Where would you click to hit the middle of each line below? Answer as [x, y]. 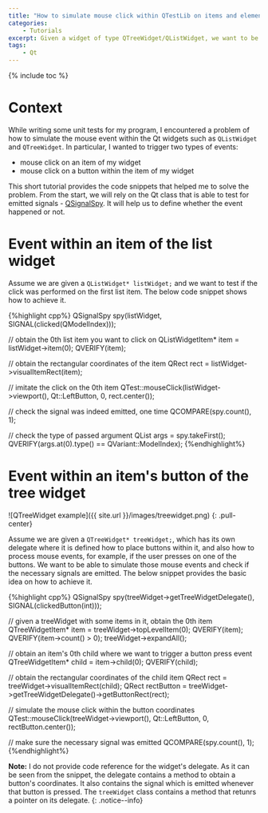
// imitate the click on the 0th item [64, 387]
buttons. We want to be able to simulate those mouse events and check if [129, 565]
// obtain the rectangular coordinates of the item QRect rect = [109, 363]
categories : [28, 23]
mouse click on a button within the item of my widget [107, 171]
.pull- [228, 515]
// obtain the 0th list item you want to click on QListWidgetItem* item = [124, 339]
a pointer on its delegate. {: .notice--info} [76, 800]
